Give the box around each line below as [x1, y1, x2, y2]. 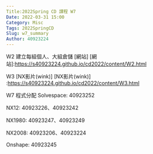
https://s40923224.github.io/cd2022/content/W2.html [14, 60, 147, 67]
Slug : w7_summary [6, 31, 49, 37]
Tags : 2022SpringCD [6, 25, 54, 31]
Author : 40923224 [6, 36, 49, 42]
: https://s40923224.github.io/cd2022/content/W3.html [6, 80, 140, 86]
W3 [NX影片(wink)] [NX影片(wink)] [6, 73, 91, 80]
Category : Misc [6, 19, 44, 25]
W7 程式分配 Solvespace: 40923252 [6, 92, 95, 99]
